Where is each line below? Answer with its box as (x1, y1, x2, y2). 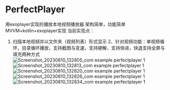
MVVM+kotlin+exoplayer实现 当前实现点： (5, 27, 94, 34)
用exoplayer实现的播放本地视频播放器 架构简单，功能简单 (5, 21, 126, 27)
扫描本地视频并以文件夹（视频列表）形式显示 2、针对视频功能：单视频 (12, 38, 160, 44)
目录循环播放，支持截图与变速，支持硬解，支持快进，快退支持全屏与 (21, 44, 165, 51)
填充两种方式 (12, 51, 40, 57)
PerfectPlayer (5, 4, 65, 15)
